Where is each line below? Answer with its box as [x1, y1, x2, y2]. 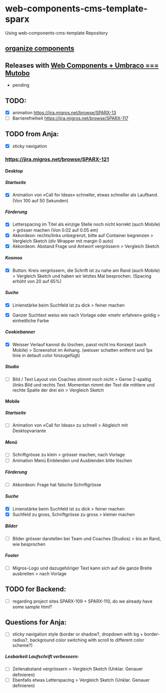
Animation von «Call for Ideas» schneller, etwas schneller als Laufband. [12, 192, 159, 198]
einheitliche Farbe [12, 317, 50, 323]
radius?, [12, 637, 29, 643]
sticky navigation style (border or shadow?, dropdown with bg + [12, 631, 143, 637]
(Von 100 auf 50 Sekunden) [12, 197, 68, 203]
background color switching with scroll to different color [29, 637, 145, 643]
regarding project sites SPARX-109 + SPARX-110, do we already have [12, 598, 153, 604]
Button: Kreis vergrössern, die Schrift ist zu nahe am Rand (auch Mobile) [12, 267, 160, 273]
